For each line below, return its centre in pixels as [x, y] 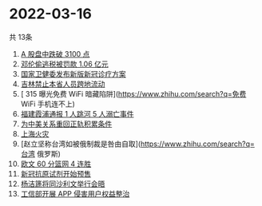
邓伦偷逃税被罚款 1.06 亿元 [64, 64]
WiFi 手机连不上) [48, 104]
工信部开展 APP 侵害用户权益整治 [75, 193]
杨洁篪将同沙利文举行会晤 [63, 184]
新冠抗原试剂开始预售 [56, 173]
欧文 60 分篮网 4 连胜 [56, 164]
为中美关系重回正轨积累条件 [66, 124]
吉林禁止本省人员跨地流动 [63, 84]
